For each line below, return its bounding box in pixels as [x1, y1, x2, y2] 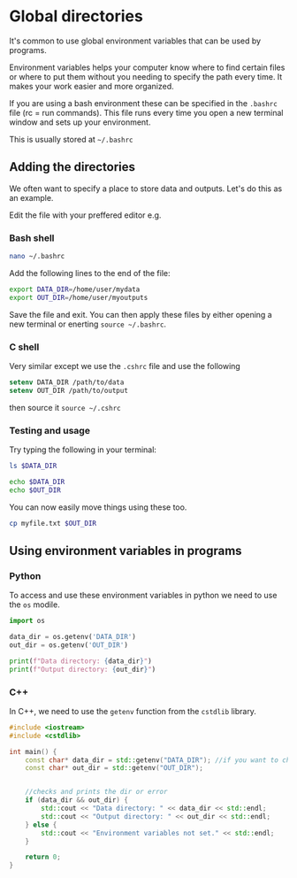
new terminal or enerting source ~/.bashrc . [9, 319, 166, 329]
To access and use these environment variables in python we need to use [9, 590, 278, 601]
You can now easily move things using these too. [9, 502, 187, 512]
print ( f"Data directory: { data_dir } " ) [9, 657, 152, 666]
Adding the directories [9, 159, 135, 174]
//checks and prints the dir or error [25, 788, 168, 797]
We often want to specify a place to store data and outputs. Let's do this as [9, 183, 283, 194]
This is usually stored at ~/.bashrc [9, 134, 133, 144]
